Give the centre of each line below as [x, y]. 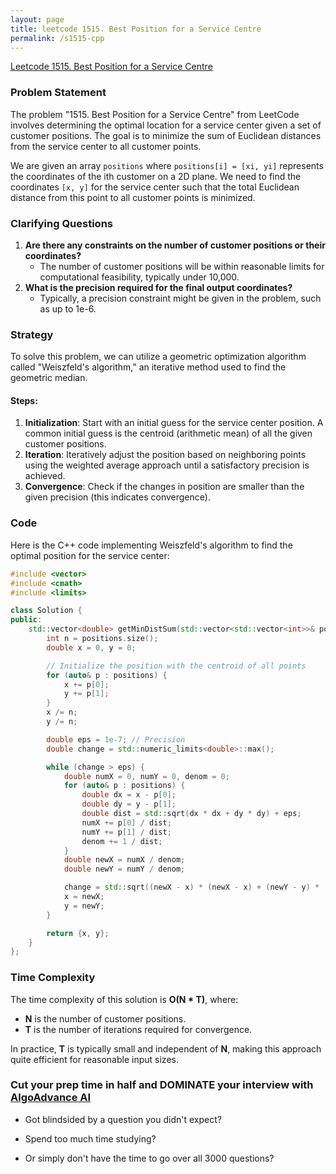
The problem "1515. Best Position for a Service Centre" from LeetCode [155, 114]
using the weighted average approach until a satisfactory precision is [167, 465]
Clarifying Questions [61, 223]
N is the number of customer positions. [105, 1018]
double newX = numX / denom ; [124, 860]
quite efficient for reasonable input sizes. [94, 1059]
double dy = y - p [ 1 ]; [129, 804]
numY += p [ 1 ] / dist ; [126, 832]
